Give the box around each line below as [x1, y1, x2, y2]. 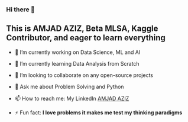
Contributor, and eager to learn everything [6, 33, 166, 43]
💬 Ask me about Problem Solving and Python [14, 83, 124, 90]
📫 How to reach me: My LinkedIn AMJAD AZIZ [14, 95, 129, 102]
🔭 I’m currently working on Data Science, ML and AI [14, 49, 141, 56]
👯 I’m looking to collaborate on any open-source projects [14, 71, 154, 79]
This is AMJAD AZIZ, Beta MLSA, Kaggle [6, 24, 158, 34]
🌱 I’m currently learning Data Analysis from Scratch [14, 60, 140, 67]
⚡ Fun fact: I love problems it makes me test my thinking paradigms [14, 109, 183, 116]
